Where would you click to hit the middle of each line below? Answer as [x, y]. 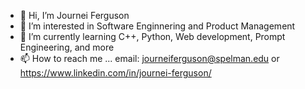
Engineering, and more [67, 47]
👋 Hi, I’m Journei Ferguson [74, 15]
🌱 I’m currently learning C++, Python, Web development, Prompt [152, 36]
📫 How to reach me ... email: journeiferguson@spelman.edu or [149, 58]
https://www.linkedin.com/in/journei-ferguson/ [115, 73]
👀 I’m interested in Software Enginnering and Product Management [157, 26]
